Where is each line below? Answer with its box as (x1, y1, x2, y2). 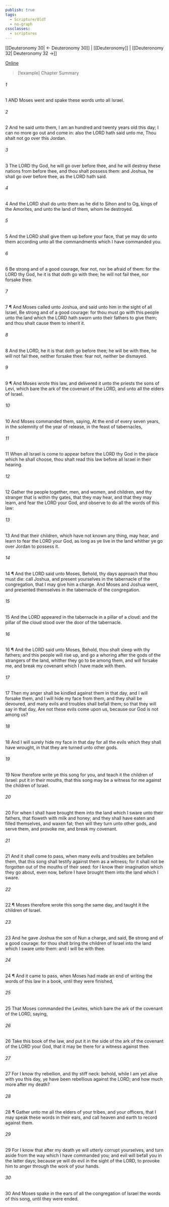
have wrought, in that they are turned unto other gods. (5, 744, 118, 750)
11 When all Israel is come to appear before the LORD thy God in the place (5, 451, 158, 457)
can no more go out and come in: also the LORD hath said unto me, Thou (5, 130, 156, 136)
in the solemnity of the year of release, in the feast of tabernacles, (5, 424, 143, 430)
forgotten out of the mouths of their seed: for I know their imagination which (5, 864, 163, 870)
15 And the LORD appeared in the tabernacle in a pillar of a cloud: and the (5, 614, 158, 620)
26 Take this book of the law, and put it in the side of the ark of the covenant (5, 1038, 164, 1044)
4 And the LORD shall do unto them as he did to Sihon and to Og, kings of (5, 201, 158, 207)
